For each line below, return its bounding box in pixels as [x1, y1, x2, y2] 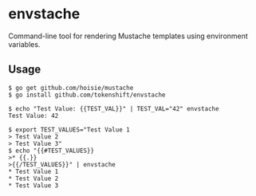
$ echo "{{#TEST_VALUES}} [8, 147, 94, 155]
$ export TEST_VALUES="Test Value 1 [8, 125, 130, 134]
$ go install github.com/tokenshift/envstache [8, 91, 166, 99]
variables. [8, 39, 41, 49]
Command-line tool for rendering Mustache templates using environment [8, 31, 249, 41]
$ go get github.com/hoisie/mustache [8, 84, 134, 92]
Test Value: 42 [8, 112, 59, 120]
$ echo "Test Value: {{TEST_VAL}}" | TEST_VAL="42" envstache [8, 104, 219, 112]
